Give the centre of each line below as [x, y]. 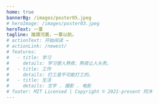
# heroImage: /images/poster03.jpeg [53, 23]
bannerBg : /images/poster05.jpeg [49, 18]
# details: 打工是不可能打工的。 [50, 75]
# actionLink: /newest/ [37, 46]
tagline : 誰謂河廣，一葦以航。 [42, 35]
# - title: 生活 [29, 80]
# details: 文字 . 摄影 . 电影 [49, 86]
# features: [21, 52]
